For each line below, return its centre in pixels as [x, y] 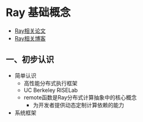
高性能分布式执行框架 [50, 83]
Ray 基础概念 [38, 13]
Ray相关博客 [30, 38]
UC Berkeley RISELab [51, 90]
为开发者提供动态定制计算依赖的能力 [79, 105]
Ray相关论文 [30, 31]
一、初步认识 [30, 60]
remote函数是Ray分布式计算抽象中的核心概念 [80, 97]
